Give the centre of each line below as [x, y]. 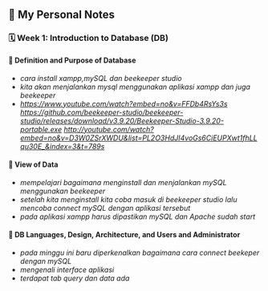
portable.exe [41, 129]
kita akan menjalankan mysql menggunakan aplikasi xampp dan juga [135, 87]
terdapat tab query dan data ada [75, 278]
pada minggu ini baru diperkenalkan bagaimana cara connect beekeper [140, 253]
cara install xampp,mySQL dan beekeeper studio [101, 78]
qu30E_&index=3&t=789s [62, 146]
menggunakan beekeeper [63, 191]
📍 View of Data [33, 164]
